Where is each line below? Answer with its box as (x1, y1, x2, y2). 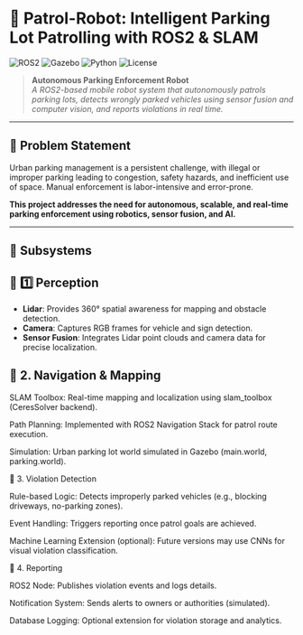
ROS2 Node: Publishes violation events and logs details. (9, 580, 217, 591)
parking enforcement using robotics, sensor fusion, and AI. (9, 208, 236, 219)
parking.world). (9, 455, 67, 466)
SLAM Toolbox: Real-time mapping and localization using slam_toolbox (9, 392, 272, 403)
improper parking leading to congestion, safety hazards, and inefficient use (9, 172, 289, 182)
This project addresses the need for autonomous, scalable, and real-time (9, 199, 289, 210)
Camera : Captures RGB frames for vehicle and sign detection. (22, 322, 253, 333)
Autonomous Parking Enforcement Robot (31, 74, 189, 85)
